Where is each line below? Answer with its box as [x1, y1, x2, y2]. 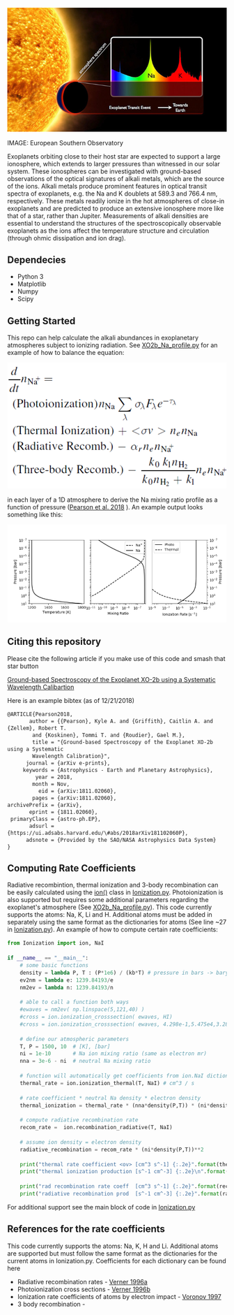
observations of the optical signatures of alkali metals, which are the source [7, 174, 225, 182]
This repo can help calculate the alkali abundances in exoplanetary [7, 333, 199, 342]
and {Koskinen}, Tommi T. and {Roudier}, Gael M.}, [32, 732, 186, 739]
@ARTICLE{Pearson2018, [7, 711, 73, 718]
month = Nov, [32, 780, 70, 787]
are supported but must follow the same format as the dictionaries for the [7, 1249, 218, 1258]
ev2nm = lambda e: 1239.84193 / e [19, 976, 114, 984]
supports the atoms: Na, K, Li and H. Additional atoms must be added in [7, 910, 212, 919]
